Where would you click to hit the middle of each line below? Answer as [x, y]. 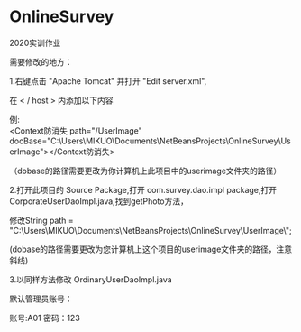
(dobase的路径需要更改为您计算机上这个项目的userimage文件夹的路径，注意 [151, 249]
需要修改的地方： [41, 61]
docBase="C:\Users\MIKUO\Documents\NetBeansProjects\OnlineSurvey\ [145, 141]
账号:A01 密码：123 [45, 318]
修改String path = [41, 220]
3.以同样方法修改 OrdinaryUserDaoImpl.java [91, 279]
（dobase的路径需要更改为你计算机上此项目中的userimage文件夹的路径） [146, 171]
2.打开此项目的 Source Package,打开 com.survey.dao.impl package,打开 [143, 189]
